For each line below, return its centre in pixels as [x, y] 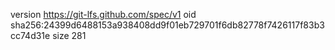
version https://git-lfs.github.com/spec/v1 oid [103, 14]
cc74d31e [30, 35]
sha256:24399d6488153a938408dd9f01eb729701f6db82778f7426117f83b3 [167, 25]
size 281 [69, 35]
